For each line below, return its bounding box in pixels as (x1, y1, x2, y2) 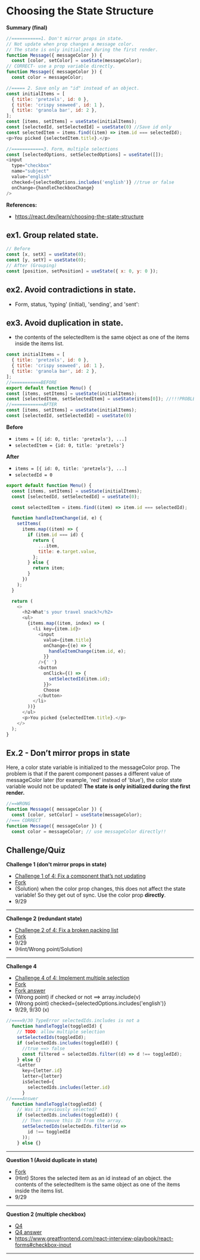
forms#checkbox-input (14, 1241, 71, 1248)
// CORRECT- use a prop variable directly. (6, 63, 116, 69)
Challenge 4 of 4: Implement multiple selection (14, 974, 130, 982)
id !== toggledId (27, 1129, 70, 1135)
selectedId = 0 (14, 472, 53, 478)
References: (6, 201, 37, 209)
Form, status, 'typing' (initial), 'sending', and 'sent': (14, 301, 140, 308)
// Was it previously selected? (17, 1106, 97, 1112)
